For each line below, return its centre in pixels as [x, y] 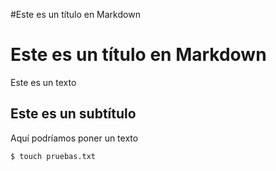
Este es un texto [43, 82]
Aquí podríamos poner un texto [74, 138]
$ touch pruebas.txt [53, 156]
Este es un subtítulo [73, 114]
